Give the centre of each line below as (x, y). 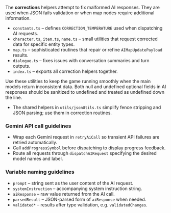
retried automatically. (35, 143)
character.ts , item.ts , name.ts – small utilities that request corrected (85, 39)
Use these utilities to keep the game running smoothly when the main (78, 81)
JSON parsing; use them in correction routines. (62, 113)
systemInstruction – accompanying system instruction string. (77, 189)
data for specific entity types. (44, 44)
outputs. (21, 66)
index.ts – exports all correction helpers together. (65, 71)
